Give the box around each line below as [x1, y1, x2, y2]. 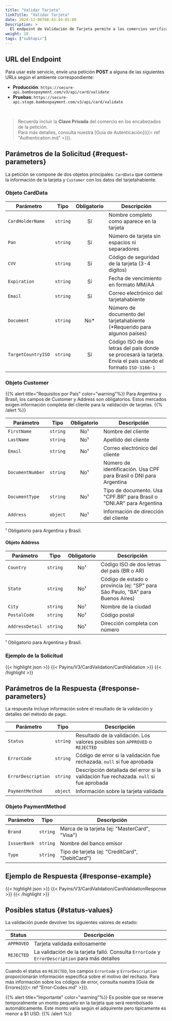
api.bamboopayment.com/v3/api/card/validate [12, 89, 110, 95]
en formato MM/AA [108, 281, 155, 288]
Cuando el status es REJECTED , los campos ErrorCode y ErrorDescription [5, 968, 158, 974]
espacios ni [108, 239, 137, 246]
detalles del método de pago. [5, 711, 68, 718]
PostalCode [8, 612, 34, 618]
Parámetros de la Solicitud [5, 150, 91, 158]
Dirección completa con [100, 620, 158, 627]
